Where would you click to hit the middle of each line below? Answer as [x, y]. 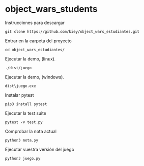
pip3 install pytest [26, 104]
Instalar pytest [20, 95]
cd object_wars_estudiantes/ [35, 50]
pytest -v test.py [24, 122]
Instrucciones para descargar [35, 23]
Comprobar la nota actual [31, 131]
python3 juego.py [23, 158]
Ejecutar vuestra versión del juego [40, 149]
